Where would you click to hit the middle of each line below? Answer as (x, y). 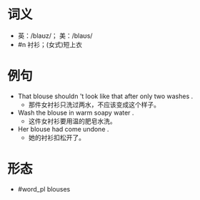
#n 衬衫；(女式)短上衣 (50, 44)
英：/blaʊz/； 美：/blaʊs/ (55, 36)
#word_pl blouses (44, 189)
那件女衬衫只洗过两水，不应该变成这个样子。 (94, 105)
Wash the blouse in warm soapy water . (76, 112)
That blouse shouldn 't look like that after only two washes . (105, 96)
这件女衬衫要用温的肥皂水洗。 (72, 121)
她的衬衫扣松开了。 (57, 137)
